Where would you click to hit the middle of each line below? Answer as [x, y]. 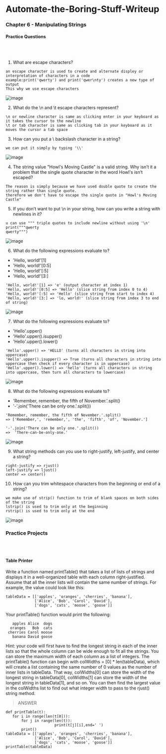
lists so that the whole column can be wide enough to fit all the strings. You [82, 651]
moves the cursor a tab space [37, 130]
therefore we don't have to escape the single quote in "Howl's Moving [81, 195]
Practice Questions [26, 36]
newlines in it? [27, 214]
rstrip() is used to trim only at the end [50, 511]
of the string [20, 502]
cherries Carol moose [30, 632]
